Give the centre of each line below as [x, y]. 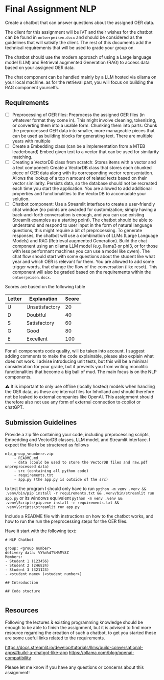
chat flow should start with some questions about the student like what [83, 256]
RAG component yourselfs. [32, 87]
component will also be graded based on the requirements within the [82, 272]
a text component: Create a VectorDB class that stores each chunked [82, 167]
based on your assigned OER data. [40, 68]
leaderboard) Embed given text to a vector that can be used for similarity [85, 152]
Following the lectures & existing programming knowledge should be [74, 622]
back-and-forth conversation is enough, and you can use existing [78, 215]
